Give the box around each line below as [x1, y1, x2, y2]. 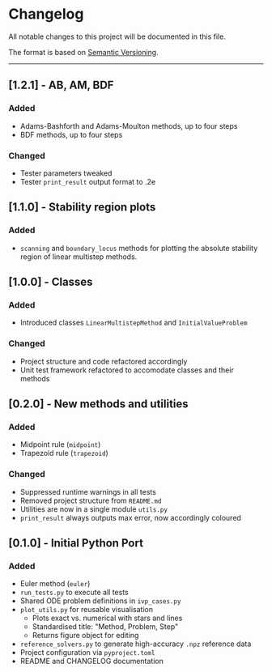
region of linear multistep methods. [19, 252, 138, 262]
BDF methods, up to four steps [19, 130, 123, 139]
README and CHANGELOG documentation [19, 657, 164, 666]
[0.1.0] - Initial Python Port [8, 536, 144, 550]
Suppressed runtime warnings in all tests [19, 487, 156, 496]
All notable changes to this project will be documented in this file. [8, 32, 227, 41]
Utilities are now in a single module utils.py [19, 504, 168, 514]
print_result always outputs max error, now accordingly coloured [19, 513, 241, 522]
